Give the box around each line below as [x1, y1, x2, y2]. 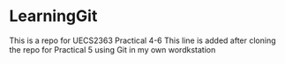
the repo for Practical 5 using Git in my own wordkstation [9, 44, 216, 54]
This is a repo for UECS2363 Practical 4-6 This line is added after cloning [9, 35, 276, 46]
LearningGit [9, 6, 98, 26]
